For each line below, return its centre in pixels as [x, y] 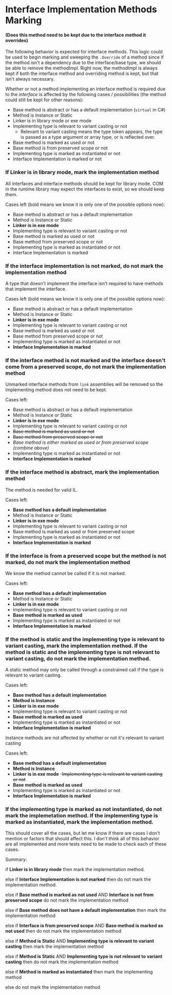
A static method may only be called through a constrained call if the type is [84, 670]
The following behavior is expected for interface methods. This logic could [84, 52]
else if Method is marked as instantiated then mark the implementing [79, 972]
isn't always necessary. [30, 79]
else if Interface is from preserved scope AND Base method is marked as [84, 926]
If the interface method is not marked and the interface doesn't [85, 360]
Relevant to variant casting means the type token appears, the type [91, 132]
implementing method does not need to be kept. [56, 390]
